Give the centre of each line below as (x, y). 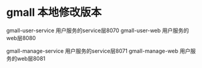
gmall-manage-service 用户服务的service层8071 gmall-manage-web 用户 (99, 51)
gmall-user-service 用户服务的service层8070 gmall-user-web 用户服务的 (98, 30)
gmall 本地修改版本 (54, 12)
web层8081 (31, 58)
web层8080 (21, 38)
